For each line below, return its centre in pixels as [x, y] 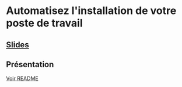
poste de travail [44, 23]
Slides [17, 45]
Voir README [22, 79]
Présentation [30, 65]
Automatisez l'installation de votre [91, 11]
